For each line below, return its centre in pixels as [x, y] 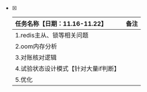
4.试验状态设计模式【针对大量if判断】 [68, 69]
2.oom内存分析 [36, 46]
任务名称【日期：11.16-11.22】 [61, 24]
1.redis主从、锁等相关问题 [51, 35]
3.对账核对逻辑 [36, 57]
